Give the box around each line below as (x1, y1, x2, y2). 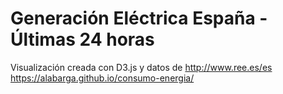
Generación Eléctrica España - (10, 7, 268, 30)
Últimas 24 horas (10, 28, 155, 51)
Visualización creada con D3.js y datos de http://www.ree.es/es (10, 61, 273, 73)
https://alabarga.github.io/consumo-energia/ (10, 72, 195, 84)
